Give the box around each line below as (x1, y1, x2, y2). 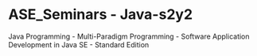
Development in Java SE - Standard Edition (8, 39, 150, 49)
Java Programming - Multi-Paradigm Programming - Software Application (8, 32, 250, 41)
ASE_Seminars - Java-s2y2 (8, 6, 193, 24)
